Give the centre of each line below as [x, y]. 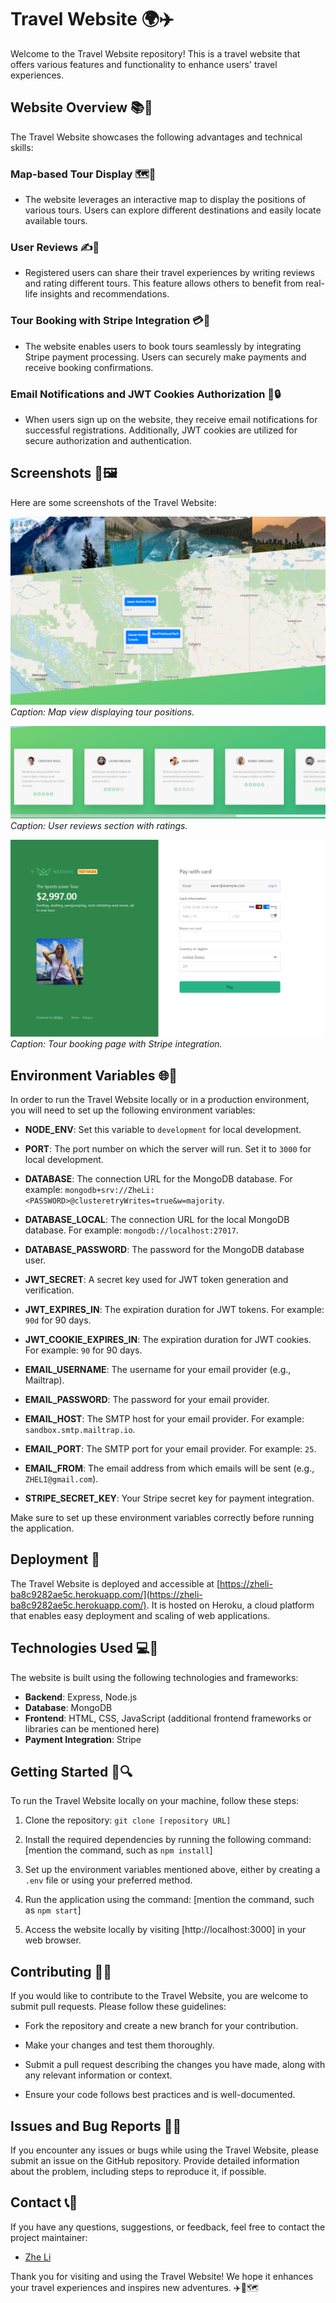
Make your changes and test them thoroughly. [119, 2045]
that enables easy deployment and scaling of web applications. [140, 1615]
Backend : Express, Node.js [81, 1697]
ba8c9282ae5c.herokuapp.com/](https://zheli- [106, 1594]
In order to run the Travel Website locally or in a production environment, [160, 1099]
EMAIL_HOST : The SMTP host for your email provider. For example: [164, 1418]
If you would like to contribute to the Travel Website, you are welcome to [159, 1996]
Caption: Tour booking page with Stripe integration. [116, 1044]
